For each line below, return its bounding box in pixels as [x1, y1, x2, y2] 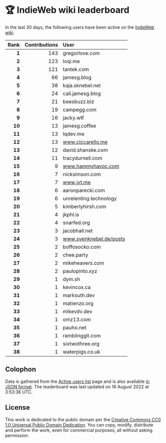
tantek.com [62, 66, 89, 73]
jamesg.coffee [62, 122, 97, 129]
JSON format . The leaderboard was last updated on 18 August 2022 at [5, 383, 149, 389]
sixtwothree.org [62, 340, 100, 347]
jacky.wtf [62, 114, 84, 121]
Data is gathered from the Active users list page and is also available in [5, 378, 150, 384]
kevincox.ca [62, 284, 91, 291]
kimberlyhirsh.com [62, 203, 107, 210]
